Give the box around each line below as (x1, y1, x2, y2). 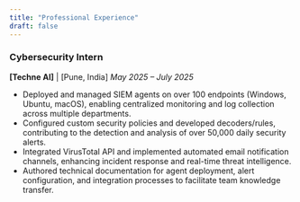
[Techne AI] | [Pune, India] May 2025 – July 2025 (9, 71, 194, 82)
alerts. (22, 136, 47, 147)
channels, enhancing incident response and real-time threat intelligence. (22, 155, 292, 166)
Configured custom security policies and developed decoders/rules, (22, 118, 277, 128)
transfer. (22, 184, 54, 195)
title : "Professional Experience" (9, 13, 140, 22)
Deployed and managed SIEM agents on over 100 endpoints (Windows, (22, 89, 286, 100)
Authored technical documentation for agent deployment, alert (22, 165, 255, 176)
